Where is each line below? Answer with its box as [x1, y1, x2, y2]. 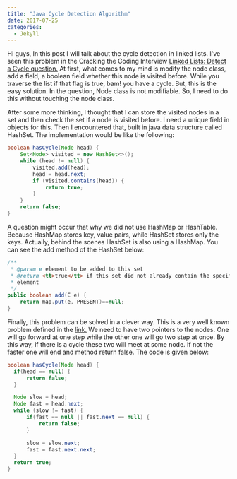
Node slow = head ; [13, 394, 68, 401]
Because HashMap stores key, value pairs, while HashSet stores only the [7, 230, 219, 239]
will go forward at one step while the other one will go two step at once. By [7, 333, 225, 341]
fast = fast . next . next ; [25, 446, 97, 453]
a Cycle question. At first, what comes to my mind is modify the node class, [7, 64, 226, 73]
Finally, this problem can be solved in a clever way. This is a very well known [7, 317, 230, 326]
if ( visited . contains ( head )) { [32, 177, 125, 184]
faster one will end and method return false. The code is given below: [7, 348, 209, 356]
